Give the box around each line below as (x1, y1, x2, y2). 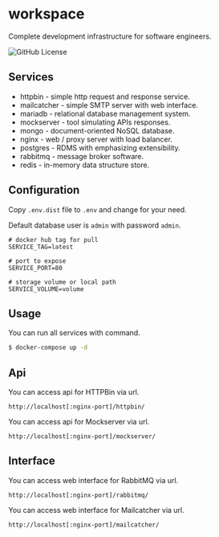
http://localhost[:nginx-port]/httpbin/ (8, 403, 146, 411)
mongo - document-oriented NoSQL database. (19, 125, 175, 135)
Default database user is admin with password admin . (8, 220, 181, 230)
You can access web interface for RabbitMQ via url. (8, 475, 179, 485)
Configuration (8, 183, 80, 197)
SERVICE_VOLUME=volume (8, 285, 84, 293)
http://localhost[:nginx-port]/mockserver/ (8, 432, 156, 441)
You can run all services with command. (8, 328, 140, 338)
